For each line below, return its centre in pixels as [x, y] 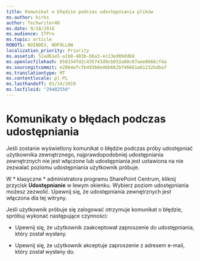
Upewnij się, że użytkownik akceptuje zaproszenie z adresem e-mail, [100, 245]
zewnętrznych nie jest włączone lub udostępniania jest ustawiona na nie [95, 161]
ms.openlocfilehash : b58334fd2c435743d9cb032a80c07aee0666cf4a [87, 62]
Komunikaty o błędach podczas [86, 119]
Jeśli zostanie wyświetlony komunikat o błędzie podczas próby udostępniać [99, 148]
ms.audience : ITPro [30, 34]
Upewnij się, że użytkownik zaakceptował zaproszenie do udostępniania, [104, 227]
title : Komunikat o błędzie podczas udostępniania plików [80, 12]
